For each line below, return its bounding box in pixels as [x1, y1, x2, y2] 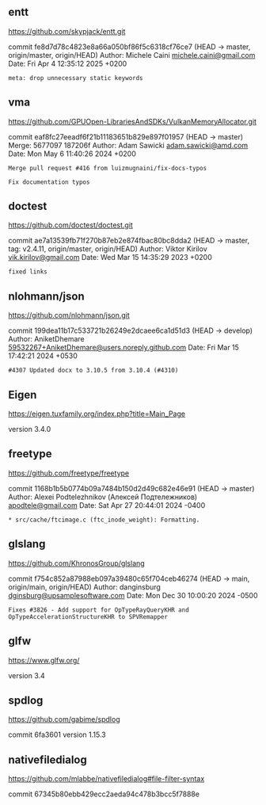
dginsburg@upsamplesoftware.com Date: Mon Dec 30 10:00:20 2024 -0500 [8, 590, 259, 600]
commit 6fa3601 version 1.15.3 [8, 730, 106, 739]
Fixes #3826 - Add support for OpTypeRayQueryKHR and [8, 605, 190, 614]
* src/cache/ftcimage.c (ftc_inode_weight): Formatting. [8, 516, 200, 524]
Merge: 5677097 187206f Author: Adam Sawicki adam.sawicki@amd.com [8, 140, 249, 150]
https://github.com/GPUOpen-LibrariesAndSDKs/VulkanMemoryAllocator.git [8, 116, 257, 126]
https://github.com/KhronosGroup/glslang [8, 558, 145, 568]
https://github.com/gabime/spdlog [8, 715, 120, 724]
